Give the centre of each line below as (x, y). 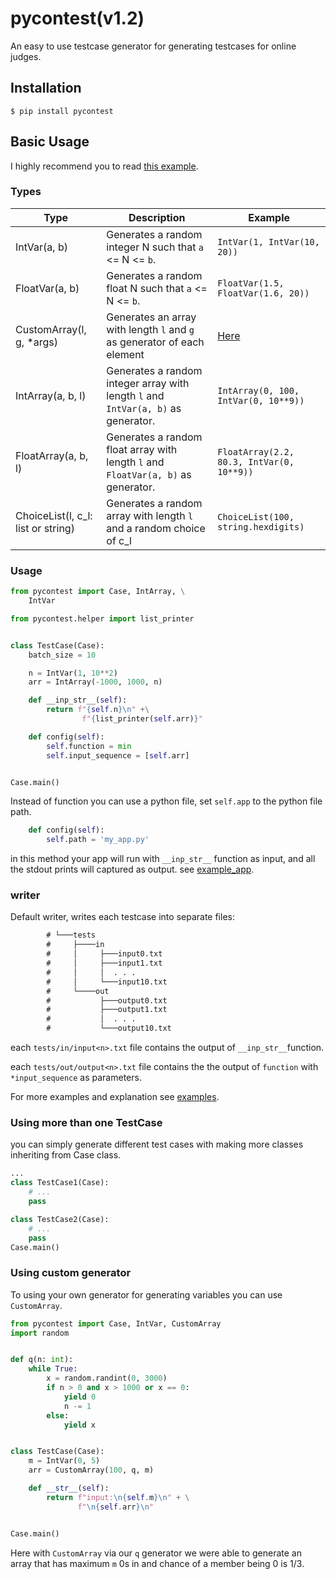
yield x (80, 1425)
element (125, 354)
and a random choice (156, 528)
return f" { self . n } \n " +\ (98, 710)
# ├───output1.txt (107, 1010)
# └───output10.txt (109, 1028)
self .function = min (89, 746)
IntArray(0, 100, (258, 390)
